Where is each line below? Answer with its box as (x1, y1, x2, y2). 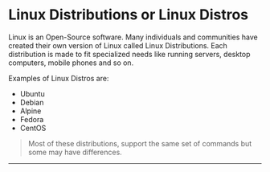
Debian (19, 97, 44, 107)
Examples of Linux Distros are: (8, 73, 109, 83)
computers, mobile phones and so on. (8, 58, 134, 68)
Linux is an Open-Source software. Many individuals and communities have (8, 32, 259, 42)
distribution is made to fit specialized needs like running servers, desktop (8, 49, 251, 59)
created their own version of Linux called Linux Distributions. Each (8, 40, 227, 50)
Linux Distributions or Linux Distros (8, 6, 249, 24)
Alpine (19, 106, 42, 116)
